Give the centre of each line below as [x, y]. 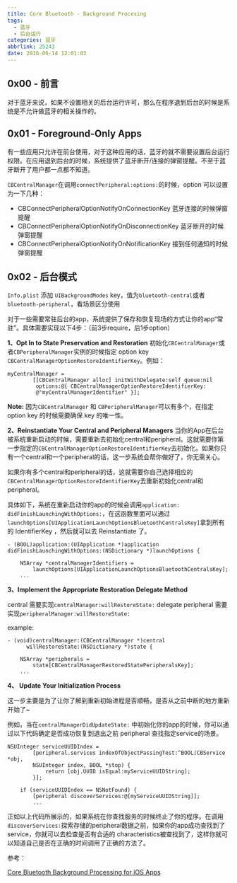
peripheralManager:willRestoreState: [75, 614]
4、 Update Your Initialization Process [64, 686]
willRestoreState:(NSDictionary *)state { [89, 647]
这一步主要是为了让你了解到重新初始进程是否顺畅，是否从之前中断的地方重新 [119, 700]
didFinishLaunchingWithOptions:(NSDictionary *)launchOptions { [104, 551]
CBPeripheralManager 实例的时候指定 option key [81, 352]
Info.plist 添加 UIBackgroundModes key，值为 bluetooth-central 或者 [106, 295]
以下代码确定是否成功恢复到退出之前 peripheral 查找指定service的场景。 [118, 734]
